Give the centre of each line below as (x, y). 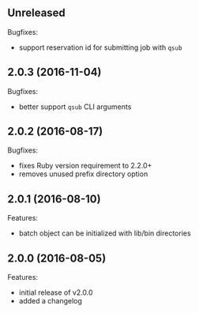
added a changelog (50, 301)
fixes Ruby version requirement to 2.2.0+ (85, 166)
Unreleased (37, 13)
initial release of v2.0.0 (56, 292)
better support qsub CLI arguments (75, 107)
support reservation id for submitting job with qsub (100, 47)
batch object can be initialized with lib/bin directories (105, 233)
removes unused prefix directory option (83, 174)
